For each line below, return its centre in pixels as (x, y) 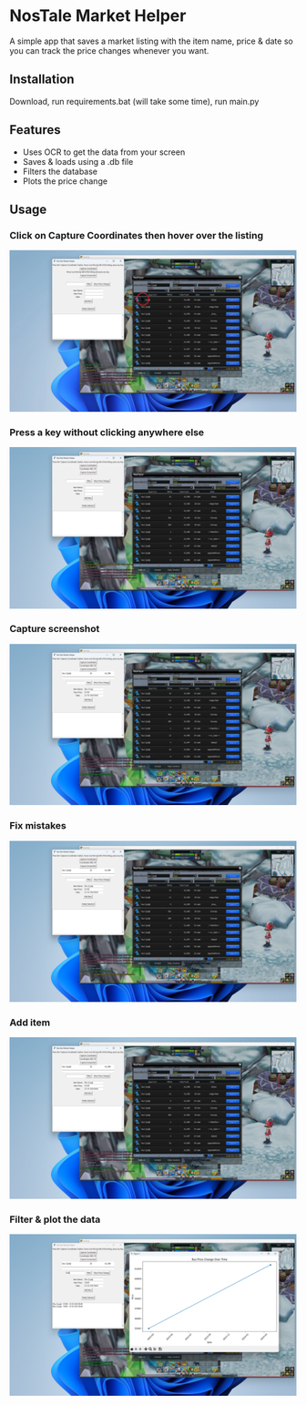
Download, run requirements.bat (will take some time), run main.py (134, 101)
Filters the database (60, 171)
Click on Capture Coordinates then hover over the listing (137, 235)
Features (35, 130)
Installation (42, 80)
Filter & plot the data (55, 1219)
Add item (30, 1023)
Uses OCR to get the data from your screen (104, 152)
